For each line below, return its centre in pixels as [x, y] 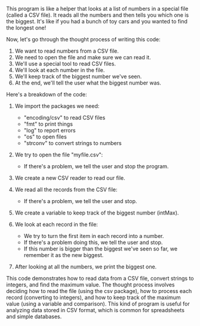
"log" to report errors [50, 130]
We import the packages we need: [57, 106]
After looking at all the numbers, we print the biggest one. [86, 267]
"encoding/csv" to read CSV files [64, 117]
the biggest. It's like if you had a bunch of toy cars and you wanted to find [97, 21]
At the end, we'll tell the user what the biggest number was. [88, 83]
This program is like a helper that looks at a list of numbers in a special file [97, 9]
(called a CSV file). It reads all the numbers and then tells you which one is [98, 15]
